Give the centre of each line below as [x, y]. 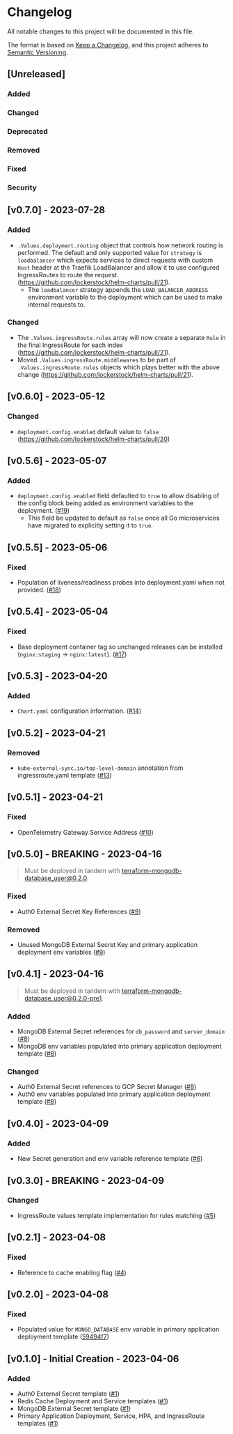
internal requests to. [56, 304]
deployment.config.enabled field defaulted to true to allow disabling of [118, 496]
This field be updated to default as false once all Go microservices [124, 518]
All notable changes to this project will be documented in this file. [101, 31]
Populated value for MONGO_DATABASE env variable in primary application [118, 1329]
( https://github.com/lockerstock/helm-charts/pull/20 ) [94, 439]
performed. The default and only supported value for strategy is [110, 252]
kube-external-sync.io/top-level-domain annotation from [100, 768]
